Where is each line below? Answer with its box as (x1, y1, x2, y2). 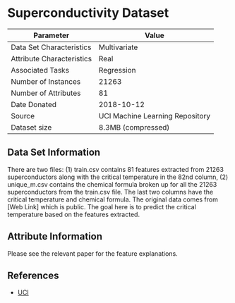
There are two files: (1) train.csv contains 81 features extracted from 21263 (7, 165, 224, 173)
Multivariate (98, 42, 138, 52)
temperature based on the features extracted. (7, 210, 140, 218)
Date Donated (11, 99, 57, 109)
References (7, 269, 59, 281)
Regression (98, 65, 136, 75)
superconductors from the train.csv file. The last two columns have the (7, 187, 214, 196)
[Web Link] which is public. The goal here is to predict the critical (7, 202, 196, 211)
